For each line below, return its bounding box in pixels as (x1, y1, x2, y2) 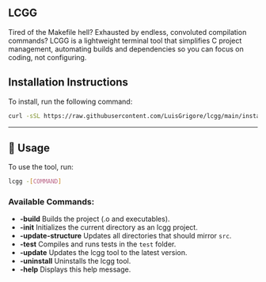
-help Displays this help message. (19, 265, 131, 274)
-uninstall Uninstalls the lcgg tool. (19, 257, 131, 266)
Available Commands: (8, 196, 95, 208)
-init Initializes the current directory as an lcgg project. (19, 223, 198, 232)
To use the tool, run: (8, 162, 74, 172)
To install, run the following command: (8, 97, 133, 106)
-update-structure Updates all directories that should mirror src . (19, 231, 232, 241)
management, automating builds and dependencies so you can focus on (8, 44, 244, 54)
